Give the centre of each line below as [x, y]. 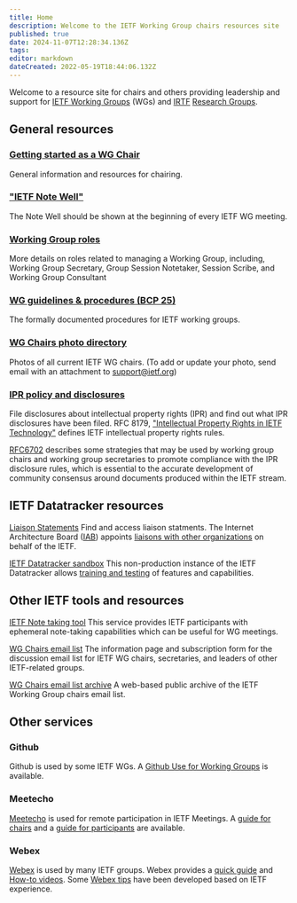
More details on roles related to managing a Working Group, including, [137, 259]
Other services [51, 722]
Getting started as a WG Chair [74, 154]
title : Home [31, 17]
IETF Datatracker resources [86, 506]
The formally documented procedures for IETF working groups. [125, 319]
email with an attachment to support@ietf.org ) [93, 371]
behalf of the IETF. [43, 546]
